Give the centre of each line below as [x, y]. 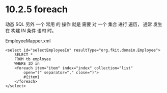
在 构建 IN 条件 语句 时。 [31, 30]
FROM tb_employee [33, 59]
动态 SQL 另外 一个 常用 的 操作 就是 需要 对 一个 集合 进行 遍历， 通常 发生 [84, 24]
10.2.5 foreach [36, 9]
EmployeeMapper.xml [28, 41]
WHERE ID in [27, 63]
